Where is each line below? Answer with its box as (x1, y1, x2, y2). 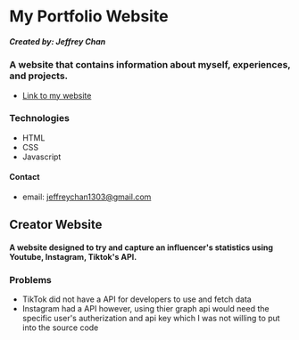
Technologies (9, 112, 70, 125)
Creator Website (9, 217, 103, 232)
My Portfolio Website (9, 6, 169, 27)
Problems (9, 273, 52, 286)
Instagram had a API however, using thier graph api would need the (21, 304, 270, 314)
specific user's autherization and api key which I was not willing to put (21, 313, 280, 324)
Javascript (21, 151, 62, 162)
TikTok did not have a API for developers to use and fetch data (21, 294, 252, 304)
